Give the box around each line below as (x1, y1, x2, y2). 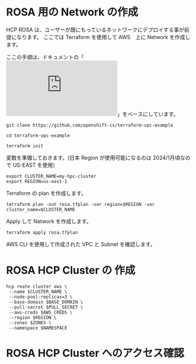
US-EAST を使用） (12, 161, 58, 169)
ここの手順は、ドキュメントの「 (6, 53, 84, 60)
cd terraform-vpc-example (6, 133, 70, 138)
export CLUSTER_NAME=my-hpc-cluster (6, 173, 97, 179)
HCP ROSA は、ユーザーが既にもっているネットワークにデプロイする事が (6, 26, 185, 33)
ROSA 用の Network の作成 (6, 5, 139, 19)
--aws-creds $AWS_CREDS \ (8, 309, 73, 315)
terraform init (6, 143, 44, 149)
